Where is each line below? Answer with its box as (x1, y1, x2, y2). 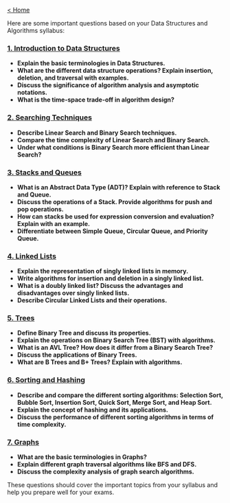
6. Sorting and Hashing (7, 375, 86, 385)
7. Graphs (7, 437, 40, 447)
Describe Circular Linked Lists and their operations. (16, 296, 168, 304)
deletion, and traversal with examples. (16, 74, 129, 82)
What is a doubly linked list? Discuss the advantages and (16, 282, 183, 290)
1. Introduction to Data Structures (7, 43, 120, 53)
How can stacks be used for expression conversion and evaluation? (16, 212, 215, 221)
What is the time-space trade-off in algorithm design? (16, 96, 175, 104)
